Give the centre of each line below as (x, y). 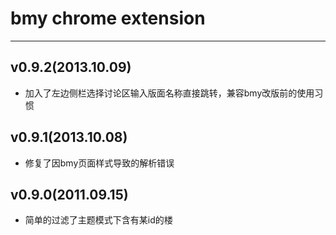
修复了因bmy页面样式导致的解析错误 (99, 163)
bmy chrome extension (108, 18)
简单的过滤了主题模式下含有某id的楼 (98, 220)
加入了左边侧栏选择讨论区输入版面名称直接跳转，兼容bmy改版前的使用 (169, 93)
